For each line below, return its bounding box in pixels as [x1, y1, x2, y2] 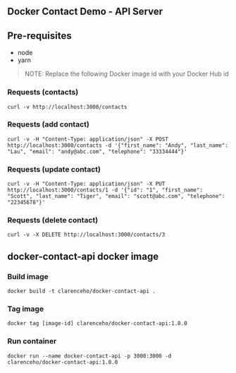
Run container [7, 336, 57, 346]
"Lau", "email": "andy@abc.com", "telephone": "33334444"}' [7, 148, 188, 155]
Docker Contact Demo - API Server [7, 6, 163, 18]
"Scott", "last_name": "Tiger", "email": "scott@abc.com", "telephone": [7, 193, 225, 200]
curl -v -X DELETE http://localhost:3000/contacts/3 [7, 231, 166, 239]
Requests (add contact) [7, 119, 89, 129]
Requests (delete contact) [7, 215, 99, 225]
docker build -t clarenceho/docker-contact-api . [7, 288, 156, 295]
